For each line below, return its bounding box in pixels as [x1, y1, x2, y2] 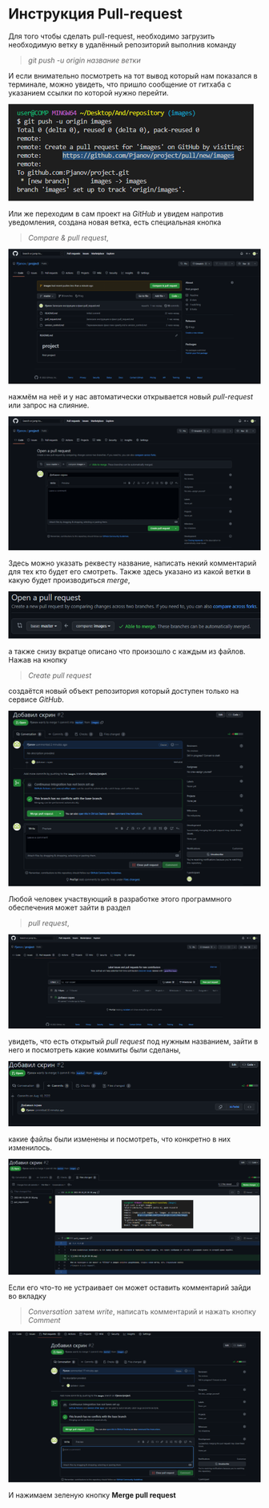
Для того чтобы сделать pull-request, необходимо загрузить [8, 31, 215, 41]
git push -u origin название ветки [27, 55, 142, 65]
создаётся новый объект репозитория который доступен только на [8, 686, 239, 695]
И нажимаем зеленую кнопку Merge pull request [8, 1490, 176, 1500]
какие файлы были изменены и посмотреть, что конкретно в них [8, 1134, 231, 1144]
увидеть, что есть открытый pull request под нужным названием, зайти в [8, 1036, 259, 1047]
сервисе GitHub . [8, 695, 64, 704]
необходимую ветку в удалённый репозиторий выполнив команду [8, 39, 237, 49]
